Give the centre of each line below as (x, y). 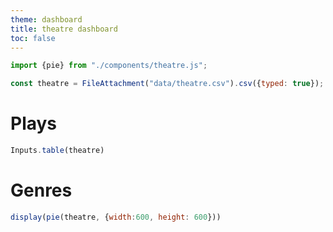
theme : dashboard (46, 19)
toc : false (33, 38)
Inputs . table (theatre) (57, 151)
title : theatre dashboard (64, 29)
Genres (41, 190)
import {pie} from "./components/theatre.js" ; (109, 66)
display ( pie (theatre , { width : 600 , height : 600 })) (116, 217)
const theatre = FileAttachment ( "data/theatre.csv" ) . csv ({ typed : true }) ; (167, 84)
